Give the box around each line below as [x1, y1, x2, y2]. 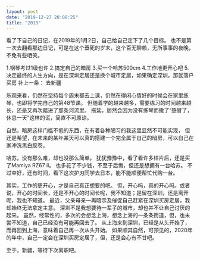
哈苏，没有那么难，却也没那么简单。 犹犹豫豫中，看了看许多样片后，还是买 [6, 154, 190, 161]
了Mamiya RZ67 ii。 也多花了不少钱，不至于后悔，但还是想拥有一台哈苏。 [6, 162, 186, 169]
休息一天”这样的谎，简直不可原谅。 [6, 114, 92, 121]
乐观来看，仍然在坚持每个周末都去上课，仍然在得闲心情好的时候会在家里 [6, 92, 183, 99]
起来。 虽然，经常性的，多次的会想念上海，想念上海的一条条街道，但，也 [6, 212, 185, 219]
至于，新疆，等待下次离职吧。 [6, 246, 79, 254]
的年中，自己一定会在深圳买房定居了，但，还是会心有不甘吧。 [6, 234, 158, 241]
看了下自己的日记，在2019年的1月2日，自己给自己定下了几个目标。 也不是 [6, 37, 186, 44]
